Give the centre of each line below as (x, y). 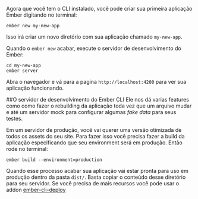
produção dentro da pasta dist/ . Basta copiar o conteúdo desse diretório (96, 177)
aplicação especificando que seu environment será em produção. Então (94, 143)
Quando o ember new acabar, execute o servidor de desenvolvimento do (94, 48)
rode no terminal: (27, 149)
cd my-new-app (24, 65)
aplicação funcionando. (35, 88)
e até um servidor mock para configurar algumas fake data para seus (91, 112)
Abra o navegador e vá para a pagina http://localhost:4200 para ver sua (96, 82)
